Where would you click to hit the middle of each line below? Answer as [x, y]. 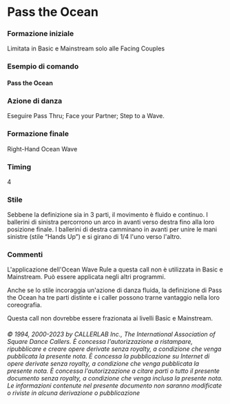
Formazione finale [38, 134]
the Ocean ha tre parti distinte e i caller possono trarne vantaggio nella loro [114, 298]
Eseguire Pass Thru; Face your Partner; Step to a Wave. [86, 116]
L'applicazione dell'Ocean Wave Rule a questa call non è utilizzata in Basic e [115, 269]
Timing [19, 166]
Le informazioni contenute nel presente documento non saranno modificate [115, 386]
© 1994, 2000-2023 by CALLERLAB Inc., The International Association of [111, 334]
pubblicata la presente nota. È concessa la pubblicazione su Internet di [108, 356]
